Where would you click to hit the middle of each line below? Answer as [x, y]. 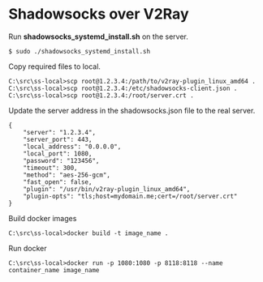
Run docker [28, 248]
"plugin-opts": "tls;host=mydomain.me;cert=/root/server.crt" [130, 196]
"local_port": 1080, [58, 154]
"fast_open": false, [58, 182]
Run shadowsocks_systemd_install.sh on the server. [99, 36]
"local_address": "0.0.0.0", [72, 147]
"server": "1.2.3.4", [59, 132]
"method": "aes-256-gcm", [67, 175]
